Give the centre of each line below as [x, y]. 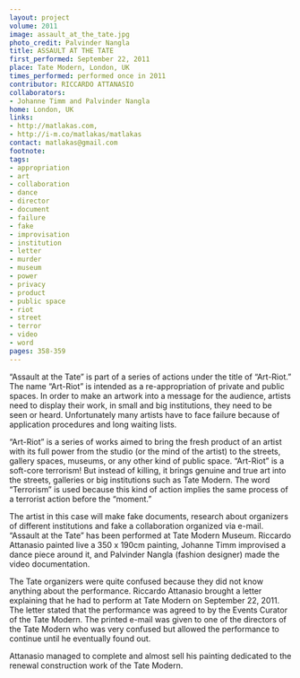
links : [21, 117]
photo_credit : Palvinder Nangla [69, 43]
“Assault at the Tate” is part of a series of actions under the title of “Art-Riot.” [150, 377]
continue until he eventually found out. [80, 639]
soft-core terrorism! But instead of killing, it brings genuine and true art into [148, 470]
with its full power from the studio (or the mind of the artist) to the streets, [145, 451]
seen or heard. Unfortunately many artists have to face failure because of [145, 414]
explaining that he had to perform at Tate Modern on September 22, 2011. [145, 600]
